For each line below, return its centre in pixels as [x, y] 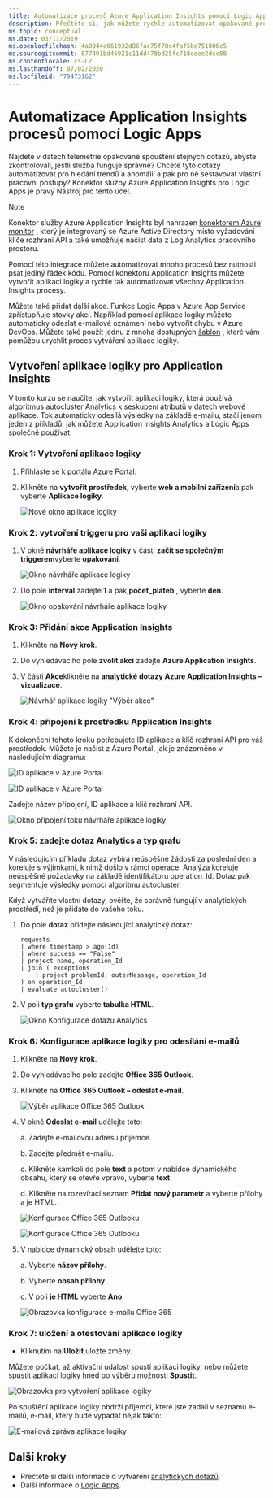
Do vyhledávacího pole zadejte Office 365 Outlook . [106, 1075]
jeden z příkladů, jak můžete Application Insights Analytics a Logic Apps [129, 424]
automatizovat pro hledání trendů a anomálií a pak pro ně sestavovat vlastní [135, 174]
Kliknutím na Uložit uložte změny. [76, 1351]
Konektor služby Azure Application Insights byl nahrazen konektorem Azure [135, 222]
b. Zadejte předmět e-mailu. [67, 1153]
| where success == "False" [67, 953]
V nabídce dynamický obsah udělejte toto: [91, 1249]
